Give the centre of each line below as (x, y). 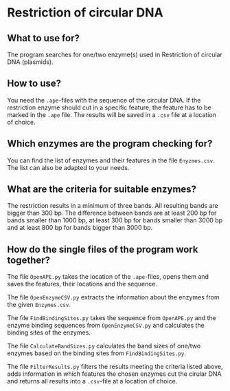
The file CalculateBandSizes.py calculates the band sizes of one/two (104, 346)
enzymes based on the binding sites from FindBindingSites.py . (97, 353)
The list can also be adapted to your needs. (68, 167)
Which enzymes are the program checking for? (110, 144)
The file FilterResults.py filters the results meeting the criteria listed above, (115, 367)
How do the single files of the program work (103, 249)
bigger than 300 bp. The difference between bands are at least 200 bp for (112, 213)
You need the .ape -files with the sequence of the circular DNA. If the (104, 100)
